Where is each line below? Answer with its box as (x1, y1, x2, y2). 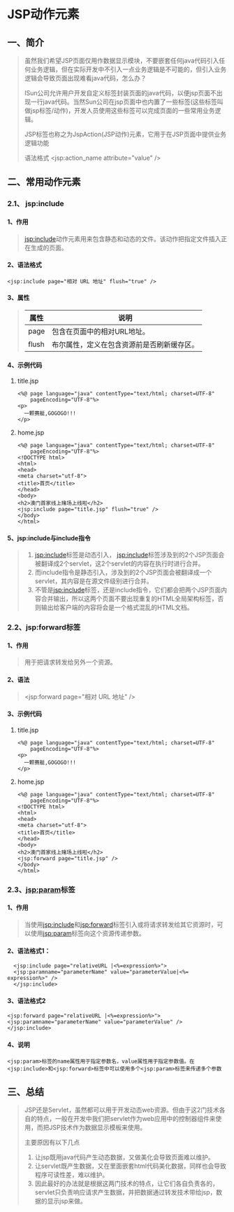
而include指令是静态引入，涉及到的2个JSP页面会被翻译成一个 (34, 568, 212, 577)
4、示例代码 (7, 360, 43, 369)
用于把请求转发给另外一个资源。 (24, 658, 117, 667)
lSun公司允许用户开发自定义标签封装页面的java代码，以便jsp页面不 (24, 89, 217, 97)
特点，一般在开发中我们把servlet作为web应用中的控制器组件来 (36, 1115, 216, 1123)
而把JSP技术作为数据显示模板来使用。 (36, 1123, 147, 1132)
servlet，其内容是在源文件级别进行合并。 (34, 577, 153, 585)
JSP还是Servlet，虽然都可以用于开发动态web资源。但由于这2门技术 (24, 1105, 219, 1115)
